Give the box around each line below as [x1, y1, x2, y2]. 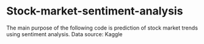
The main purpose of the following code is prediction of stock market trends [6, 24, 199, 31]
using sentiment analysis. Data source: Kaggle [6, 30, 123, 37]
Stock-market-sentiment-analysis [6, 4, 183, 18]
